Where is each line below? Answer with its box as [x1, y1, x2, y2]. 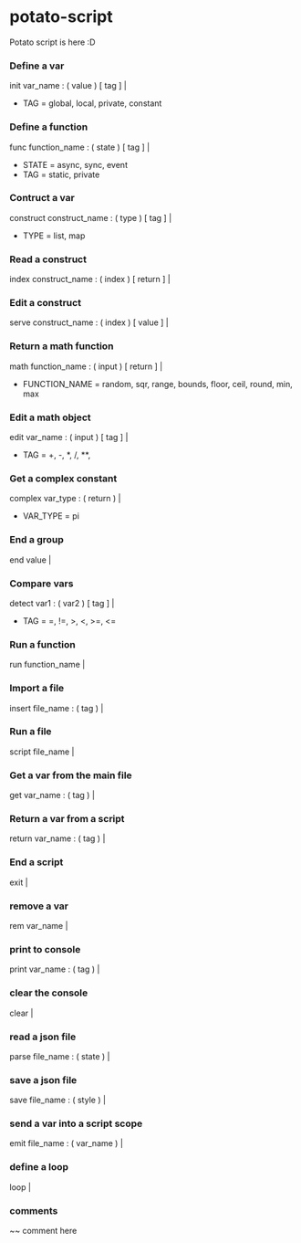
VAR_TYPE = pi [22, 511, 80, 521]
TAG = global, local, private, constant [22, 98, 162, 109]
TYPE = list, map [22, 230, 86, 241]
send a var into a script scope [9, 1117, 143, 1130]
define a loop [9, 1161, 69, 1174]
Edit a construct [9, 297, 82, 310]
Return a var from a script [9, 813, 125, 826]
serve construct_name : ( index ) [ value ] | [9, 317, 169, 328]
